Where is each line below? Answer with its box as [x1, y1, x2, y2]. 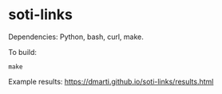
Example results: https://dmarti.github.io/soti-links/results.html [8, 76, 214, 86]
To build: [8, 47, 38, 57]
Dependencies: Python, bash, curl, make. [8, 32, 144, 41]
